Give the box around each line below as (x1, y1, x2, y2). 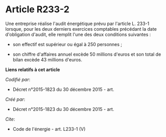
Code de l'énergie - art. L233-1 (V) (12, 126, 86, 132)
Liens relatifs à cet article (5, 66, 60, 73)
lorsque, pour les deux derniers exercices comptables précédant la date (5, 26, 157, 32)
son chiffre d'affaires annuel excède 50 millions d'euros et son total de (12, 51, 161, 57)
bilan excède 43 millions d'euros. (12, 56, 83, 62)
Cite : (5, 116, 15, 122)
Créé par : (5, 96, 26, 102)
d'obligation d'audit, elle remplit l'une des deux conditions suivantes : (5, 31, 151, 37)
